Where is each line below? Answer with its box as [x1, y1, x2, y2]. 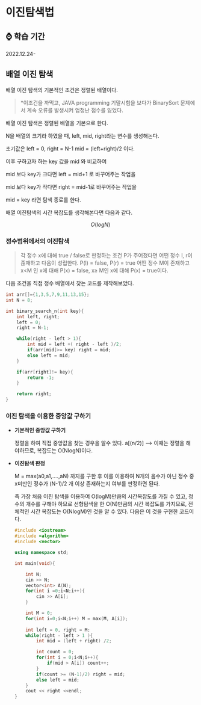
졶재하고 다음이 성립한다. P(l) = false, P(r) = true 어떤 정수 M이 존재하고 [20, 259, 190, 266]
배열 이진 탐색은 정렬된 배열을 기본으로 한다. [5, 119, 109, 126]
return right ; [16, 391, 52, 397]
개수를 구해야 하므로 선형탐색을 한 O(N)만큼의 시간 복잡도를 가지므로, [25, 500, 187, 508]
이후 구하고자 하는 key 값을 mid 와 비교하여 [5, 158, 107, 165]
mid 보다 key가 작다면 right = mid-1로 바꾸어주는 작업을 [5, 183, 137, 190]
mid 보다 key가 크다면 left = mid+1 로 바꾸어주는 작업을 [5, 170, 136, 177]
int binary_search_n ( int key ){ [5, 308, 84, 314]
